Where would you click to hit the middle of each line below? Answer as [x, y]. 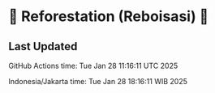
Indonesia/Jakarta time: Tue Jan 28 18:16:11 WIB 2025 [98, 81]
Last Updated [43, 46]
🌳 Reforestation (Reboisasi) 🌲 [109, 17]
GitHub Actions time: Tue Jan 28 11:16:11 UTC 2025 [93, 66]
